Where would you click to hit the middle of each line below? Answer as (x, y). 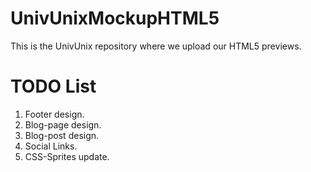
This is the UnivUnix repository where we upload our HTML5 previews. (156, 46)
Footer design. (54, 114)
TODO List (53, 86)
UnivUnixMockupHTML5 (115, 18)
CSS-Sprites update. (67, 156)
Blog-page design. (63, 124)
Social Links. (51, 146)
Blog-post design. (62, 135)
